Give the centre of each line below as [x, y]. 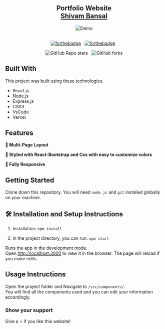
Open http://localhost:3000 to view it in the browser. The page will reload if [82, 253]
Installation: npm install [37, 229]
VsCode [20, 112]
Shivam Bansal [84, 16]
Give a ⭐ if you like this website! [38, 321]
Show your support [29, 310]
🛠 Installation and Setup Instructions [64, 214]
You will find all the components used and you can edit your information [79, 292]
